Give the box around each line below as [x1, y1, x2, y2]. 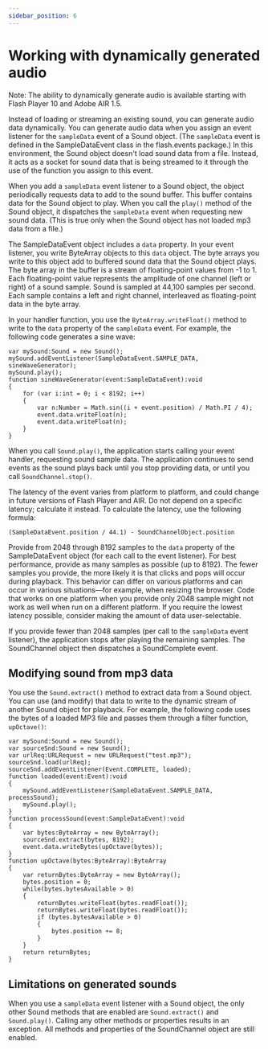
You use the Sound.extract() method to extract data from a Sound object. [8, 688, 253, 698]
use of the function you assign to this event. [8, 166, 154, 175]
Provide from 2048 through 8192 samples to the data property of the [8, 542, 235, 551]
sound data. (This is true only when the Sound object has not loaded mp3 [8, 215, 251, 225]
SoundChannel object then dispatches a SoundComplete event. [8, 643, 218, 653]
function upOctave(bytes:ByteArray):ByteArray [8, 857, 167, 865]
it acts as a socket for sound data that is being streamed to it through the [8, 157, 249, 166]
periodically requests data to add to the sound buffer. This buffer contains [8, 190, 253, 199]
